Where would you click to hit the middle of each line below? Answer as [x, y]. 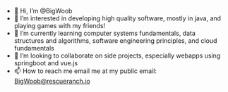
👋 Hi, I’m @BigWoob [43, 11]
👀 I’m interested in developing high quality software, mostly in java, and [117, 18]
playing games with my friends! [60, 26]
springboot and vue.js [46, 63]
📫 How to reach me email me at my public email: [85, 71]
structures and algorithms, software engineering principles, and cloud [115, 41]
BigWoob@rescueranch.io [52, 81]
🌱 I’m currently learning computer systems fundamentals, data [105, 33]
